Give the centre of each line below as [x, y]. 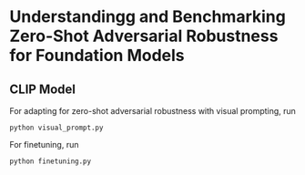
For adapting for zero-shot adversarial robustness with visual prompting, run [152, 111]
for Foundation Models [97, 56]
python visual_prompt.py [56, 128]
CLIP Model [42, 89]
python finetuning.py [51, 161]
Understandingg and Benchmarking [148, 17]
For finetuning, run [44, 144]
